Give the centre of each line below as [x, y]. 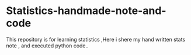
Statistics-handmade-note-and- [86, 11]
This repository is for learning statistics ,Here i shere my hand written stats [96, 39]
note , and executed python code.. [47, 46]
